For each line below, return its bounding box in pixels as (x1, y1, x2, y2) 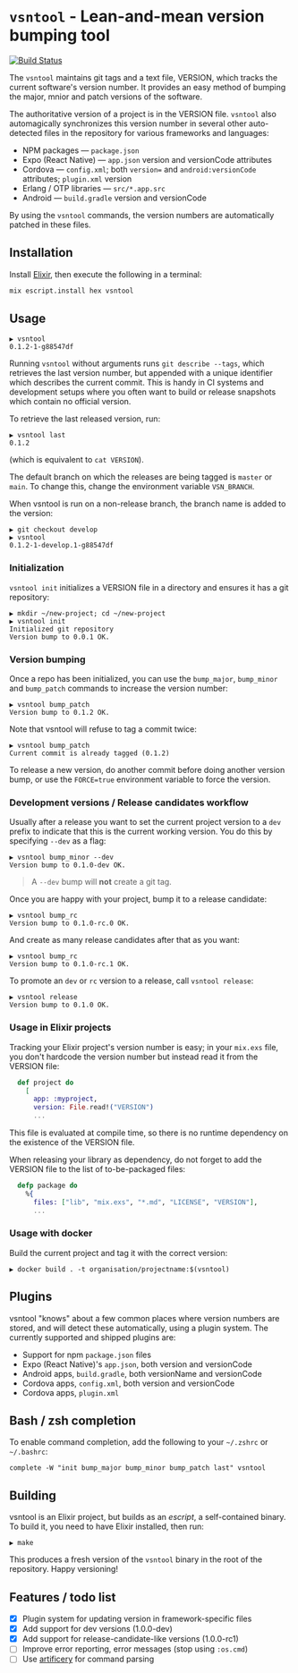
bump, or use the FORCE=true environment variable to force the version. (9, 774, 271, 785)
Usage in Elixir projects (9, 1022, 112, 1034)
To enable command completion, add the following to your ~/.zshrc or (9, 1437, 268, 1448)
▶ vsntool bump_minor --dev (9, 853, 115, 862)
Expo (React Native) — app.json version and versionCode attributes (21, 154, 273, 165)
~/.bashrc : (9, 1447, 48, 1457)
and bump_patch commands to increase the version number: (9, 683, 228, 694)
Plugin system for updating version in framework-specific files (21, 1613, 252, 1625)
